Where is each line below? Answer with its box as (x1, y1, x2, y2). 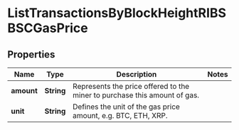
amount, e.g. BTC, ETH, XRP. (72, 111, 169, 120)
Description (116, 70, 157, 79)
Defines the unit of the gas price (72, 102, 180, 112)
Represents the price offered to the (72, 82, 190, 91)
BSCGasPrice (7, 20, 88, 36)
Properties (7, 48, 55, 60)
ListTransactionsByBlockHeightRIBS (7, 5, 226, 21)
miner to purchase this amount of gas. (72, 90, 200, 100)
